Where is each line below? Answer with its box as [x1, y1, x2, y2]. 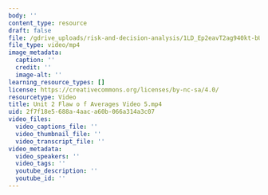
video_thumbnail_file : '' [15, 130, 102, 138]
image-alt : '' [15, 71, 62, 79]
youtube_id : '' [15, 174, 66, 183]
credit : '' [15, 64, 52, 72]
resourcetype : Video [8, 93, 77, 101]
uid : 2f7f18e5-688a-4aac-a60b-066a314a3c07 [8, 108, 156, 116]
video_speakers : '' [15, 152, 81, 160]
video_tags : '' [15, 160, 66, 168]
